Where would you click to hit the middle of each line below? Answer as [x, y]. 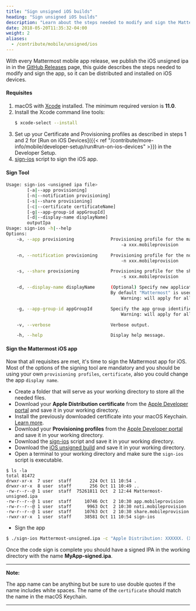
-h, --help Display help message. [91, 335]
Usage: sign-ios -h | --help [39, 228]
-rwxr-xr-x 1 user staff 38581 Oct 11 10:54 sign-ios [81, 517]
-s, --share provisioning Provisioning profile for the [100, 271]
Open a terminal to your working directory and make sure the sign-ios [99, 454]
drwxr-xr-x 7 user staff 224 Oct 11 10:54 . [71, 481]
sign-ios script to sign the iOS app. [56, 159]
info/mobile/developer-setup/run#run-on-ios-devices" [80, 146]
